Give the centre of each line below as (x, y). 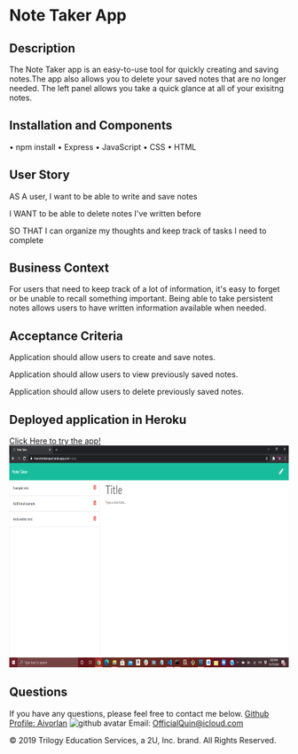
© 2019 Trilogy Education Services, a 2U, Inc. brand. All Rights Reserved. (143, 740)
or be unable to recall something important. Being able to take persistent (141, 299)
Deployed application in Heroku (98, 419)
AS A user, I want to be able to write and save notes (103, 196)
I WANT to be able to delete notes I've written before (105, 213)
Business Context (59, 268)
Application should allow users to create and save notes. (112, 357)
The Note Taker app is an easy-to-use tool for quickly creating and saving (144, 69)
